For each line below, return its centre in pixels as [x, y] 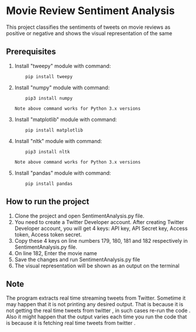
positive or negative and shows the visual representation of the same [89, 33]
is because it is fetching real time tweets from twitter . [71, 323]
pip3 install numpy [49, 98]
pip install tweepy [49, 77]
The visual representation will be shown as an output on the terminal [97, 266]
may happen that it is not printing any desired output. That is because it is [95, 304]
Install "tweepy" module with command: [63, 66]
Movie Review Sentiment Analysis [90, 11]
